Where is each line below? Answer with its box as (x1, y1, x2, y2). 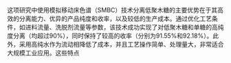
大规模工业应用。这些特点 (7, 49, 80, 57)
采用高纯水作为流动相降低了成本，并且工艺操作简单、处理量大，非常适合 (19, 40, 224, 48)
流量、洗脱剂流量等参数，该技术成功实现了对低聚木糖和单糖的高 (36, 23, 218, 31)
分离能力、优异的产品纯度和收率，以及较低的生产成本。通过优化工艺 (19, 14, 212, 23)
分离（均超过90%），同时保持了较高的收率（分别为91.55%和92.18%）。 (12, 32, 213, 40)
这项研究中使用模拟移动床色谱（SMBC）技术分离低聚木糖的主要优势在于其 (7, 6, 218, 14)
